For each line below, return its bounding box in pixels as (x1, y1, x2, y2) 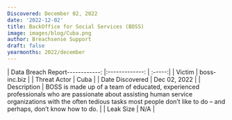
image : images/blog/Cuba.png (7, 29, 92, 37)
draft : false (7, 42, 45, 49)
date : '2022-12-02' (7, 17, 64, 24)
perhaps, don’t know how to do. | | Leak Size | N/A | (7, 105, 155, 113)
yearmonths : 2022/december (7, 49, 85, 56)
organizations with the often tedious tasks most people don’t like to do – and (7, 97, 226, 105)
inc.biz (7, 75, 26, 83)
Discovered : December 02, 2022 (7, 10, 98, 17)
